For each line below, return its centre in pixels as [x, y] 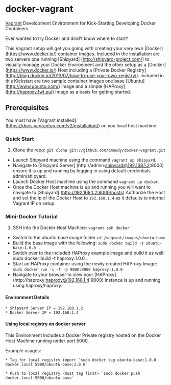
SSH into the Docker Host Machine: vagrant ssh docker [71, 228]
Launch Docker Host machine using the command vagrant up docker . [86, 182]
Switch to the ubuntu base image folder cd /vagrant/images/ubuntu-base [89, 238]
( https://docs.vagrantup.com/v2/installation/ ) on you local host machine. [81, 125]
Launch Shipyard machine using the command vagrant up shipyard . [84, 160]
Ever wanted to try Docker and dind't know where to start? [67, 38]
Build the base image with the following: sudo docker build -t [78, 243]
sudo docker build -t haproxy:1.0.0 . [50, 258]
